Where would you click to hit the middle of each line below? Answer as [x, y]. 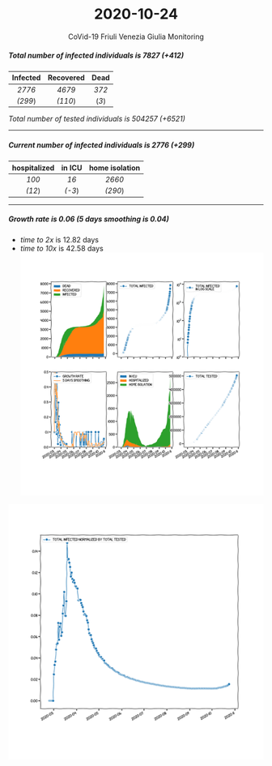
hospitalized [33, 168]
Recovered [66, 78]
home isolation [114, 168]
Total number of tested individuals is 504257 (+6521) [97, 119]
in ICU [72, 168]
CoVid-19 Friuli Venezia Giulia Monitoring [136, 36]
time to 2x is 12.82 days [59, 239]
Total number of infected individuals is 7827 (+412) [96, 55]
